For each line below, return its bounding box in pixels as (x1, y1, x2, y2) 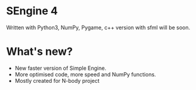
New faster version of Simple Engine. (14, 64, 106, 72)
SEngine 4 (6, 4, 58, 18)
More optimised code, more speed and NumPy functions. (14, 70, 157, 78)
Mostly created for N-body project (14, 77, 100, 84)
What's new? (6, 45, 73, 58)
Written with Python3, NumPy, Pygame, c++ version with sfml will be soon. (6, 24, 191, 31)
